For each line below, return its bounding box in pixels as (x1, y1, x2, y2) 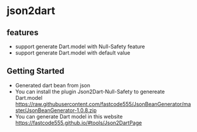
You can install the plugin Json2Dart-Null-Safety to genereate (15, 88, 165, 95)
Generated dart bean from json (15, 82, 91, 89)
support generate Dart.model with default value (15, 49, 131, 56)
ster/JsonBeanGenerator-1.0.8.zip (15, 107, 97, 114)
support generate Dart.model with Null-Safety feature (15, 43, 145, 50)
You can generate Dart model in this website (15, 113, 123, 120)
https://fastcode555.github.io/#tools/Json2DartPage (15, 119, 142, 126)
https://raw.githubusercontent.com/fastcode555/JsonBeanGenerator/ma (15, 100, 191, 107)
